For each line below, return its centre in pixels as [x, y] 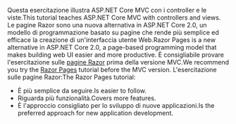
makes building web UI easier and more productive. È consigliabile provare [116, 55]
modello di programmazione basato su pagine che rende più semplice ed [113, 32]
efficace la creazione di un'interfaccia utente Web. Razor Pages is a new [112, 40]
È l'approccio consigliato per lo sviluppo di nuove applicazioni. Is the [116, 105]
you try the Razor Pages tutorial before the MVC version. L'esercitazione [112, 70]
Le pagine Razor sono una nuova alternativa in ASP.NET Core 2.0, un [107, 25]
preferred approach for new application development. [95, 113]
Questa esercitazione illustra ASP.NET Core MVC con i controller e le [107, 10]
